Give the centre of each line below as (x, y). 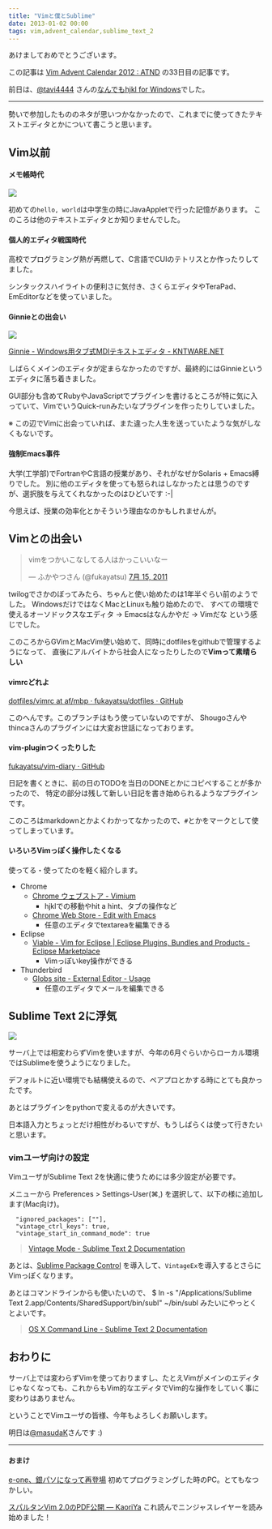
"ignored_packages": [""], (61, 1220)
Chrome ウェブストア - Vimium (84, 896)
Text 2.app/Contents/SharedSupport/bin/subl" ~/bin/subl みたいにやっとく (133, 1303)
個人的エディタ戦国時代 (47, 239)
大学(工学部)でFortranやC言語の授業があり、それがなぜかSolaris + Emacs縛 (134, 473)
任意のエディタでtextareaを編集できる (108, 925)
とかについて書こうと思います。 (103, 124)
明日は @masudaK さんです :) (55, 1433)
